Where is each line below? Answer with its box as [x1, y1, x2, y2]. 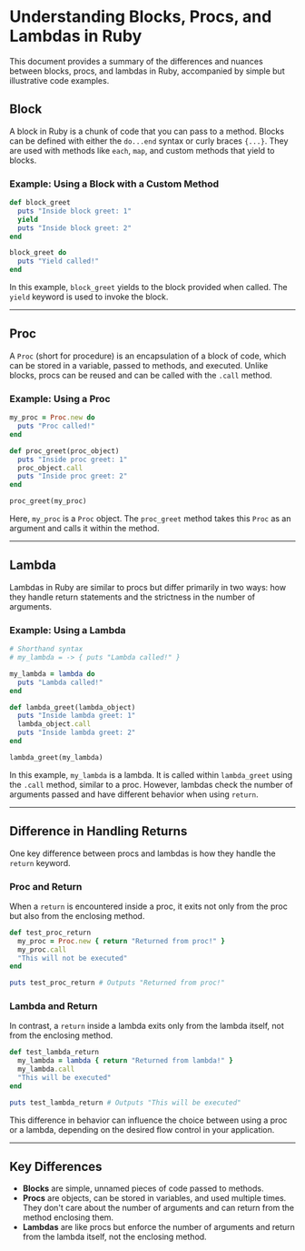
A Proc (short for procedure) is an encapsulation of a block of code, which [9, 350, 287, 361]
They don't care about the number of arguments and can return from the [22, 1203, 295, 1214]
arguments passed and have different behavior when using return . [9, 789, 259, 800]
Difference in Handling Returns [9, 823, 188, 839]
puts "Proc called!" [17, 421, 95, 431]
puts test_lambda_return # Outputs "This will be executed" [9, 1098, 242, 1107]
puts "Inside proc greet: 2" [17, 471, 128, 481]
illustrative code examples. [9, 75, 110, 86]
